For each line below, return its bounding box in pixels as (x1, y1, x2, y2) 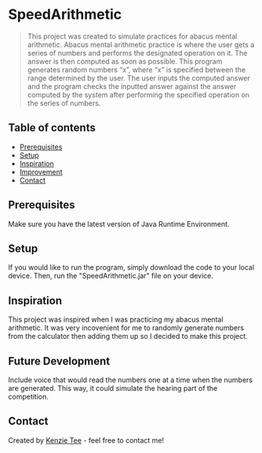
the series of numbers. (27, 98, 101, 108)
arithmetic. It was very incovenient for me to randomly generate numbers (8, 323, 245, 333)
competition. (8, 392, 49, 401)
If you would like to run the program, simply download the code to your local (8, 263, 255, 272)
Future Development (8, 354, 111, 367)
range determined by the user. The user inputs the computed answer (27, 73, 251, 83)
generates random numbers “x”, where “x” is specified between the (27, 64, 246, 74)
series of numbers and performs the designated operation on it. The (27, 48, 248, 57)
